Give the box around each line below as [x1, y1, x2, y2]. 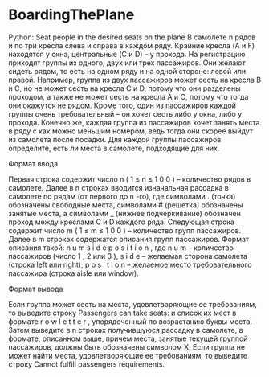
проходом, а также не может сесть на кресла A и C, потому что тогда [8, 92, 249, 101]
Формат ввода [8, 158, 59, 168]
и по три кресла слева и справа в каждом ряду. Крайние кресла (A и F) [8, 40, 255, 50]
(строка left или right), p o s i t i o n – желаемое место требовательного [8, 260, 252, 269]
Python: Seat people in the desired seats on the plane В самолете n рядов [8, 32, 256, 42]
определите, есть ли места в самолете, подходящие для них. [8, 143, 220, 153]
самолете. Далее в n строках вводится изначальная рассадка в [8, 182, 229, 192]
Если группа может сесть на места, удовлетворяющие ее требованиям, [8, 299, 257, 309]
